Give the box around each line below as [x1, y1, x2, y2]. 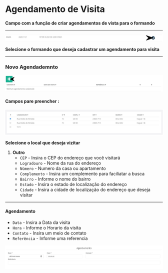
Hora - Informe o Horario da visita [12, 224, 81, 230]
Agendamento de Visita [5, 3, 105, 15]
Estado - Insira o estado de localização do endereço [19, 181, 127, 187]
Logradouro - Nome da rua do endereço [19, 160, 101, 166]
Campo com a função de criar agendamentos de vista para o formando [5, 20, 155, 26]
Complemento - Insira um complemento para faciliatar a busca [19, 171, 145, 177]
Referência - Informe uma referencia [12, 235, 88, 241]
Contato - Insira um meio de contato [12, 230, 86, 236]
